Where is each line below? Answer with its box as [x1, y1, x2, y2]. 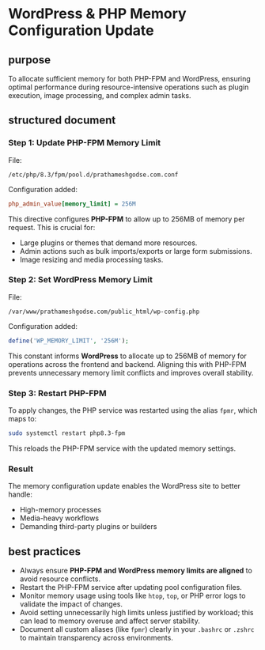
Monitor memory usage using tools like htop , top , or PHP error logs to [19, 591, 246, 601]
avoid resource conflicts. [19, 574, 101, 584]
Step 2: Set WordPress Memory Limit [8, 274, 153, 285]
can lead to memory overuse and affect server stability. [19, 616, 200, 625]
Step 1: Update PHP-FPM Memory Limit [8, 138, 161, 149]
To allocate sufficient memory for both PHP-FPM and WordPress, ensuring [8, 74, 251, 83]
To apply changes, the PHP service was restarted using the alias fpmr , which [8, 406, 258, 415]
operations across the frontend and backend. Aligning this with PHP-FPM [8, 359, 247, 368]
